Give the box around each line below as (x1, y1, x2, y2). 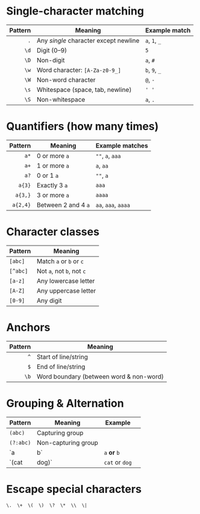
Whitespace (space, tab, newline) (36, 85, 132, 94)
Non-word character (36, 76, 96, 84)
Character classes (6, 225, 99, 239)
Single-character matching (6, 4, 145, 18)
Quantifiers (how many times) (6, 120, 159, 134)
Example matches (95, 141, 149, 149)
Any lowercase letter (36, 276, 95, 285)
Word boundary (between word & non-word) (36, 372, 164, 380)
